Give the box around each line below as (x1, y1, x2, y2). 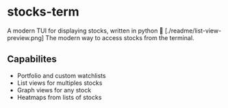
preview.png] (7, 33, 45, 41)
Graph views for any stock (16, 86, 92, 94)
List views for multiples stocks (16, 79, 103, 87)
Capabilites (7, 54, 57, 65)
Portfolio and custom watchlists (16, 71, 106, 79)
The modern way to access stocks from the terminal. (45, 33, 194, 41)
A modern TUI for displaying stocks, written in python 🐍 (7, 26, 164, 35)
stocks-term (7, 4, 80, 20)
